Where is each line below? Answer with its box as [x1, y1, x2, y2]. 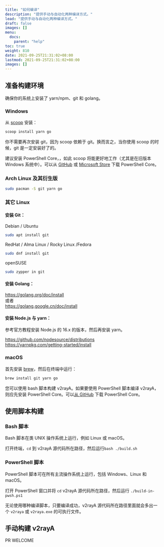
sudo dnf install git [5, 251, 49, 256]
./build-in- [130, 489, 155, 494]
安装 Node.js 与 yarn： [5, 315, 51, 321]
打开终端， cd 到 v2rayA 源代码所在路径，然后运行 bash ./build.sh [5, 445, 138, 451]
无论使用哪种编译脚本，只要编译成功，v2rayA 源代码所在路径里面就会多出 [5, 502, 153, 508]
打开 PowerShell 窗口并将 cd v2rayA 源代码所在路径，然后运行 [5, 488, 130, 494]
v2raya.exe [30, 509, 53, 514]
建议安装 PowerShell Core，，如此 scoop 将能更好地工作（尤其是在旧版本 [5, 156, 152, 161]
